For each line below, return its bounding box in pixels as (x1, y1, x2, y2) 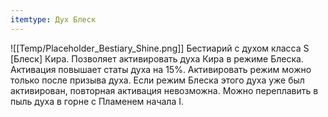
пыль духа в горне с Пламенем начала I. (10, 95, 184, 107)
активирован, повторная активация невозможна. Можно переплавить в (10, 84, 319, 96)
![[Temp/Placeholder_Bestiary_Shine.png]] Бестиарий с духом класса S (10, 42, 310, 54)
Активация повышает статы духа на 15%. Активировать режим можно (10, 63, 312, 75)
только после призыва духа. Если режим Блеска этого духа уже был (10, 74, 305, 86)
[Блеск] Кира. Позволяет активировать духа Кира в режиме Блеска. (10, 52, 304, 65)
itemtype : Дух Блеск (10, 14, 97, 25)
